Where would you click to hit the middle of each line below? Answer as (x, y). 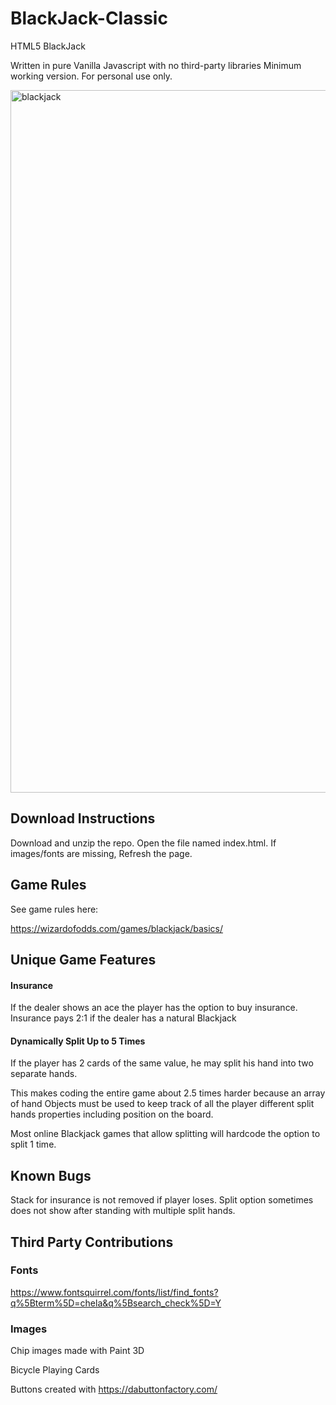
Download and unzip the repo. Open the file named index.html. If (143, 843)
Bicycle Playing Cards (55, 1370)
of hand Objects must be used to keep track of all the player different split (162, 1104)
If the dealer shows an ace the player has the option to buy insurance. (154, 1008)
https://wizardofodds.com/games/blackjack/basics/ (116, 928)
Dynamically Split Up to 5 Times (78, 1041)
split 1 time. (33, 1144)
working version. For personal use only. (91, 76)
